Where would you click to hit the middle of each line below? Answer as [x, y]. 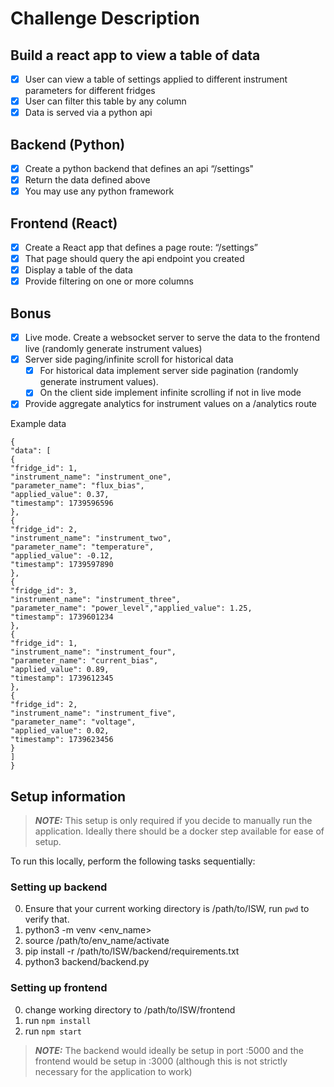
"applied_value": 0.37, [60, 495]
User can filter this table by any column [105, 101]
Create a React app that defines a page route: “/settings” [141, 247]
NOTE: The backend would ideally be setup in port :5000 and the [169, 1050]
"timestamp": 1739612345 [62, 678]
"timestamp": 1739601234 [62, 617]
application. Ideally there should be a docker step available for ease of [179, 831]
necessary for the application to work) [113, 1071]
